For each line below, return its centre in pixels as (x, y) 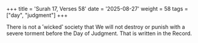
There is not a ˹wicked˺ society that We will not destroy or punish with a (96, 27)
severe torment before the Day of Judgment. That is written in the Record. (99, 33)
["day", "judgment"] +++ (37, 15)
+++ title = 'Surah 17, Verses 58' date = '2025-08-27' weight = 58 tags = (97, 9)
